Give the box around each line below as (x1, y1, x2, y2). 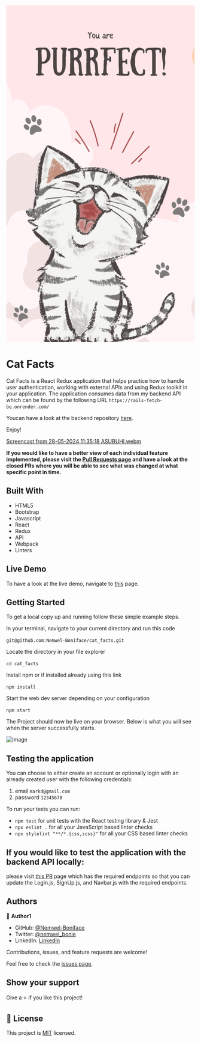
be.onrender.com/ (6, 404, 50, 410)
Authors (6, 897, 38, 907)
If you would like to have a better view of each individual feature (6, 449, 169, 456)
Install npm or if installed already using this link (6, 671, 121, 678)
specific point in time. (6, 468, 62, 475)
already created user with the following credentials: (6, 776, 133, 783)
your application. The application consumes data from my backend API (6, 390, 181, 397)
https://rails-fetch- (108, 397, 163, 403)
